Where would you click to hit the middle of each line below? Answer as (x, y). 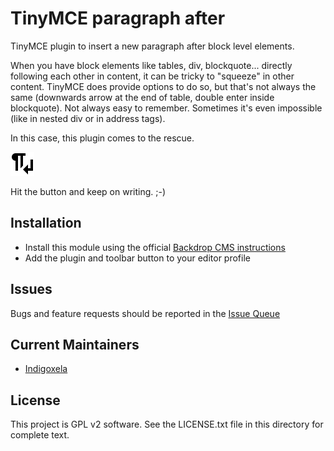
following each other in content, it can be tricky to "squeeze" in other (152, 76)
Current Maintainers (75, 344)
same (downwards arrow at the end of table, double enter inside (142, 97)
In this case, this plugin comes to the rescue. (102, 138)
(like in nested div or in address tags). (88, 118)
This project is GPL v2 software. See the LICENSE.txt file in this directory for (167, 424)
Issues (31, 289)
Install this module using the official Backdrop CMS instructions (155, 247)
